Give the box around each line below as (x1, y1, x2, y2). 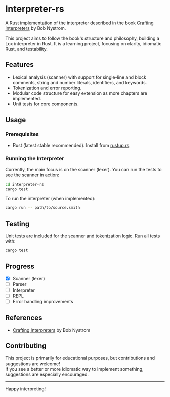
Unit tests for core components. (12, 101, 79, 107)
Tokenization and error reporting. (12, 85, 82, 91)
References (5, 313, 42, 322)
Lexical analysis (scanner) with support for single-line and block (12, 74, 147, 80)
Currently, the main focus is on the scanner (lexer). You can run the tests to (5, 166, 162, 172)
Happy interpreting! (5, 386, 46, 392)
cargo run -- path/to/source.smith (5, 205, 80, 210)
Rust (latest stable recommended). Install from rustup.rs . (12, 142, 131, 149)
